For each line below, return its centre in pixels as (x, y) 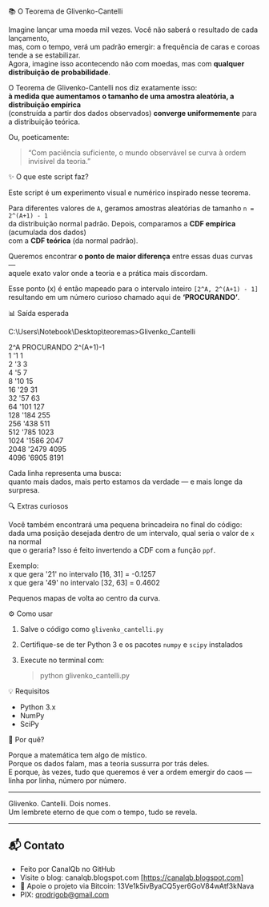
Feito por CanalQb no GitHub (68, 869)
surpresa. (24, 490)
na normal (25, 541)
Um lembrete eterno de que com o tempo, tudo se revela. (103, 812)
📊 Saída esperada (39, 313)
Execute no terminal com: (62, 660)
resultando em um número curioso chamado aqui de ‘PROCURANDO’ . (124, 297)
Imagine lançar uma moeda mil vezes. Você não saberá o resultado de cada (133, 30)
